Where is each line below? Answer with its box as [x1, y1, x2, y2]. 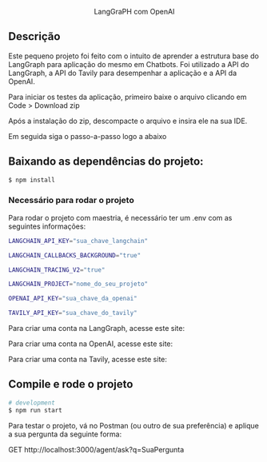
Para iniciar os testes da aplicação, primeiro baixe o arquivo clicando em [8, 92, 247, 102]
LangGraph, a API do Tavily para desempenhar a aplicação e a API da [8, 68, 237, 78]
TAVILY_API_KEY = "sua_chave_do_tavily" [8, 309, 137, 317]
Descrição [8, 30, 61, 43]
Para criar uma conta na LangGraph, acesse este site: [8, 324, 185, 333]
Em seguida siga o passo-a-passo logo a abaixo [8, 131, 167, 141]
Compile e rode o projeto [8, 377, 133, 391]
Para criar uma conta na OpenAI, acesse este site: [8, 339, 173, 348]
